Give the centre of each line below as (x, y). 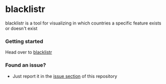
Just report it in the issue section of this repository (65, 76)
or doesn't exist (21, 28)
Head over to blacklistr (29, 52)
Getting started (24, 41)
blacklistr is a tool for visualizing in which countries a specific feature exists (84, 23)
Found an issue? (26, 65)
